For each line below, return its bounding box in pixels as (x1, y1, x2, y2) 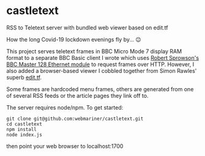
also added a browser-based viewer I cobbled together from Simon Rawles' (6, 67, 197, 74)
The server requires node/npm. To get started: (6, 103, 124, 111)
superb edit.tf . (6, 73, 42, 81)
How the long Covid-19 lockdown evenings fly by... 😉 (6, 35, 142, 43)
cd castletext (6, 121, 43, 127)
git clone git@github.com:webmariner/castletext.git (6, 116, 144, 122)
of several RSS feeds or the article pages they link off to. (6, 92, 149, 99)
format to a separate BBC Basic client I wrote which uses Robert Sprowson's (6, 54, 199, 61)
